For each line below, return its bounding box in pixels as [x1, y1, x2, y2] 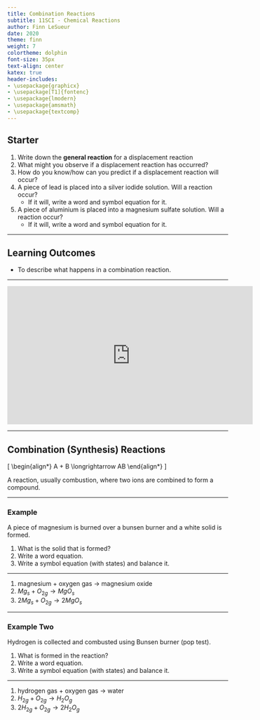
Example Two [7, 622, 54, 631]
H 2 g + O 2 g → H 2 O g [17, 694, 72, 705]
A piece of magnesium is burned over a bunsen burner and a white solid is [7, 523, 222, 532]
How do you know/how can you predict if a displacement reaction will [17, 168, 219, 176]
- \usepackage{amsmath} [7, 102, 77, 109]
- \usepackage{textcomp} [7, 108, 80, 115]
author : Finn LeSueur [7, 23, 71, 30]
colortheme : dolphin [7, 50, 68, 57]
